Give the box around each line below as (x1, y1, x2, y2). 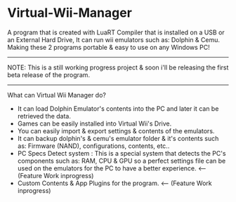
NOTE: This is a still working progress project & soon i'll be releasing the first (7, 63, 229, 72)
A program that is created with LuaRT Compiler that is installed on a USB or (7, 28, 225, 36)
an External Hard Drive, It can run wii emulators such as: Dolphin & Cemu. (7, 35, 220, 43)
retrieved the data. (17, 112, 72, 120)
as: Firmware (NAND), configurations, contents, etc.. (17, 142, 170, 150)
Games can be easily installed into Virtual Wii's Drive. (17, 119, 172, 128)
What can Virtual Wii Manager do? (7, 90, 107, 99)
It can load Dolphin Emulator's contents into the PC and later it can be (17, 104, 219, 113)
